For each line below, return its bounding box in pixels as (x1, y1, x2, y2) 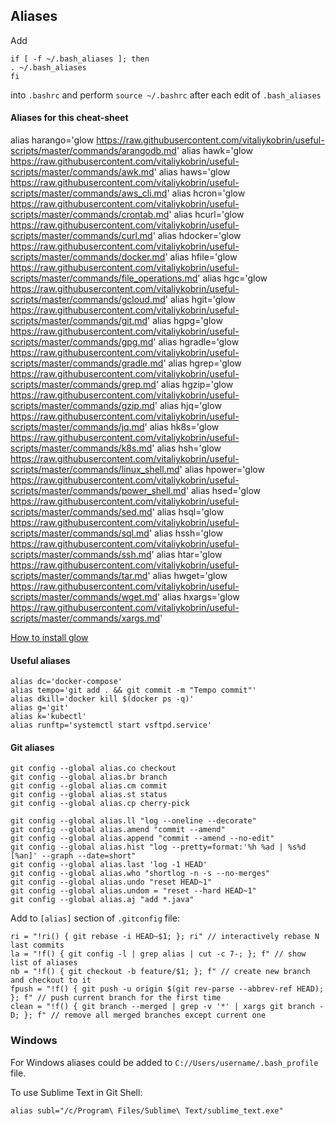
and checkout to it (10, 975, 92, 986)
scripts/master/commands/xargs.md (10, 612, 161, 624)
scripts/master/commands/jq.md (10, 421, 145, 433)
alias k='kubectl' (10, 712, 87, 722)
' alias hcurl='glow (168, 209, 245, 221)
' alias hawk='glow (176, 145, 253, 157)
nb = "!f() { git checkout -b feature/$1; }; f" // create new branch (10, 967, 311, 977)
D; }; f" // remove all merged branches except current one (10, 1010, 267, 1021)
